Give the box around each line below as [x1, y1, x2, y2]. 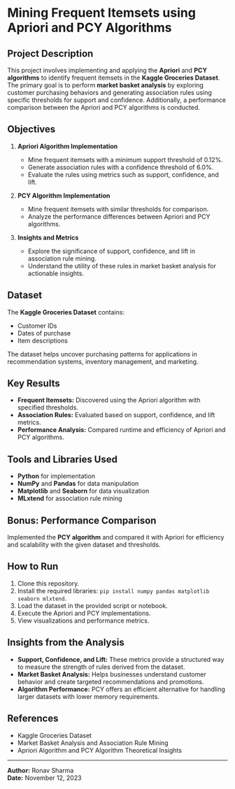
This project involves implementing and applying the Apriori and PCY [7, 66, 208, 74]
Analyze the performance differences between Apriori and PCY [27, 212, 211, 221]
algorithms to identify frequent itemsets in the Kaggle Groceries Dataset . [7, 73, 220, 82]
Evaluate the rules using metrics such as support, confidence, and [27, 170, 219, 179]
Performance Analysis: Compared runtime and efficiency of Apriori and [17, 426, 226, 434]
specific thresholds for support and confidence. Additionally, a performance [7, 96, 227, 104]
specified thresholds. [17, 403, 79, 412]
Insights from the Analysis [7, 637, 124, 649]
